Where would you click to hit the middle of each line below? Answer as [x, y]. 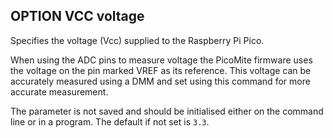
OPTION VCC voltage [77, 16]
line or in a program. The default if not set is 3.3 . [110, 121]
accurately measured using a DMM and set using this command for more [160, 81]
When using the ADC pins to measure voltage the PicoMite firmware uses [161, 60]
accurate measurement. [59, 91]
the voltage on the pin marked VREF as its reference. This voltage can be [161, 70]
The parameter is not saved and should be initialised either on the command [167, 111]
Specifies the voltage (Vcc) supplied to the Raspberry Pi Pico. [137, 40]
